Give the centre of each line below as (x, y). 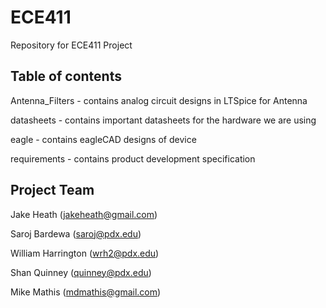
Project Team (52, 190)
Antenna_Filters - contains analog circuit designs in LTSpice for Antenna (159, 100)
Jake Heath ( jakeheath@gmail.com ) (84, 214)
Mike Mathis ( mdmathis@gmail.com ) (86, 292)
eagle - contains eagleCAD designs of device (103, 139)
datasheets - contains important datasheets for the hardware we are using (163, 120)
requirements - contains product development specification (133, 158)
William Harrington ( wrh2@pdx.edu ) (85, 253)
